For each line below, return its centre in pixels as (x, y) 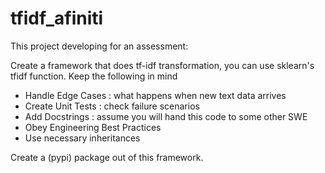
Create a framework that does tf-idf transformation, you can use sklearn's (162, 65)
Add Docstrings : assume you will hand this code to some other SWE (166, 116)
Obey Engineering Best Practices (93, 127)
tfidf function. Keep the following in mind (94, 76)
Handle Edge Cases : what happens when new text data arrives (155, 95)
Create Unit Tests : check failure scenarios (112, 106)
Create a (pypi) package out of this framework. (107, 157)
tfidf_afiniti (57, 18)
